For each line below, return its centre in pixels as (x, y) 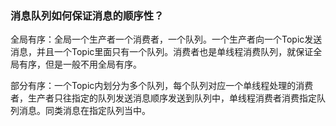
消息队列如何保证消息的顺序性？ (87, 15)
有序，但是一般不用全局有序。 (80, 64)
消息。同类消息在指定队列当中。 (84, 111)
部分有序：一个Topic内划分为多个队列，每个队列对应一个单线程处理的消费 (162, 86)
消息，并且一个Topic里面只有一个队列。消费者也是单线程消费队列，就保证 (162, 52)
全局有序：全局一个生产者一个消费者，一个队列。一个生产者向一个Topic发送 (166, 39)
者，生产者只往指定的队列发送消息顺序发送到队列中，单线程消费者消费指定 (163, 98)
